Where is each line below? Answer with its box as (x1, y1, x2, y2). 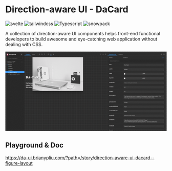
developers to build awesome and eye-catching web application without (5, 36, 158, 42)
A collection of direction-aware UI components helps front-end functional (5, 30, 160, 36)
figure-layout (5, 160, 33, 166)
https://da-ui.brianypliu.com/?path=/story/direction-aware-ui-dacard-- (5, 155, 155, 161)
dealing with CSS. (5, 41, 43, 47)
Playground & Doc (5, 141, 64, 149)
